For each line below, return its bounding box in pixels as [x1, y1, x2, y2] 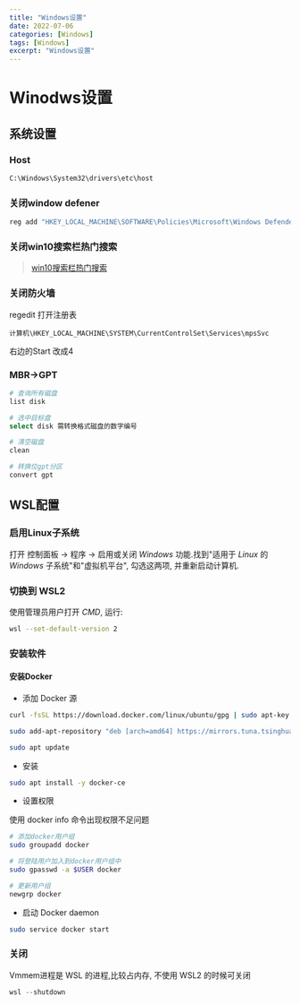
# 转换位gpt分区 [9, 462, 63, 471]
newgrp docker [9, 889, 62, 898]
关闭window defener [9, 196, 100, 209]
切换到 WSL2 [9, 584, 66, 596]
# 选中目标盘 [9, 413, 51, 422]
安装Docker [9, 671, 53, 682]
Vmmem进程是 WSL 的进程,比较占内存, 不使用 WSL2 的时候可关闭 [9, 969, 252, 981]
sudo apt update [9, 742, 70, 752]
